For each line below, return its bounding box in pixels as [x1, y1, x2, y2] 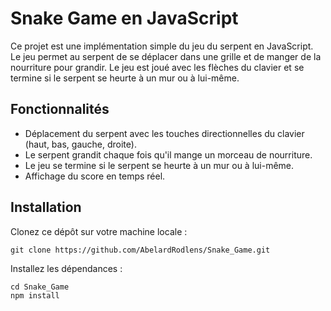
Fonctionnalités [10, 101, 110, 118]
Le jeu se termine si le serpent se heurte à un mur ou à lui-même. [24, 159, 295, 171]
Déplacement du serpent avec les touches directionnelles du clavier [24, 127, 305, 139]
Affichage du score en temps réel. [24, 170, 166, 182]
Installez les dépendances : [10, 262, 123, 274]
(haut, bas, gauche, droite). [24, 138, 137, 150]
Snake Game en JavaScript [10, 7, 239, 30]
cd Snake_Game [10, 282, 70, 292]
